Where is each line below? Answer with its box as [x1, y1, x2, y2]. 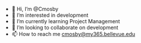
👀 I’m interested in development [11, 12, 89, 19]
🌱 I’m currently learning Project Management [11, 18, 120, 24]
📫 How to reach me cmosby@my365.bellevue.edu [11, 31, 136, 37]
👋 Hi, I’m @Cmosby [11, 6, 59, 12]
